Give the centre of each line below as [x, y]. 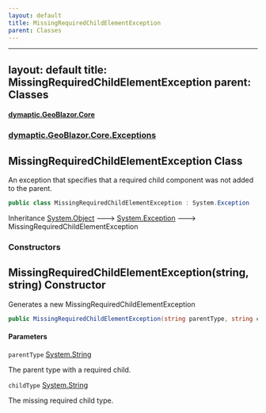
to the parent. [30, 189]
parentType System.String [50, 354]
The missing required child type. [61, 400]
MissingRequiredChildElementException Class [125, 161]
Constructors [34, 247]
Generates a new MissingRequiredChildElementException [102, 304]
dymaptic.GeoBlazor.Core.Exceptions [82, 136]
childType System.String [48, 384]
